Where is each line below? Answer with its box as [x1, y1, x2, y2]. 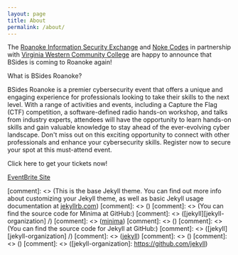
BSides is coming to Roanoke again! [7, 58, 112, 67]
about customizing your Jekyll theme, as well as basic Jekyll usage [7, 194, 204, 203]
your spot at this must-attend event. [7, 146, 112, 154]
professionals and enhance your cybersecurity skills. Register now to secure [7, 138, 231, 147]
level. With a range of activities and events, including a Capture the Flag [7, 101, 218, 109]
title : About [7, 17, 46, 24]
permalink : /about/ [7, 23, 65, 30]
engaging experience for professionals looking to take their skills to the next [7, 93, 229, 101]
